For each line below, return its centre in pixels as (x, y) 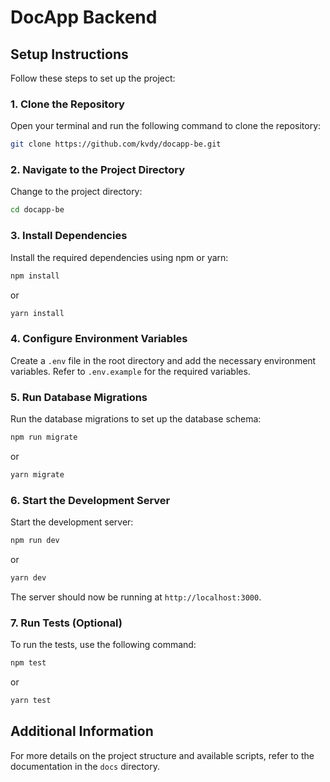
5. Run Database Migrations (79, 397)
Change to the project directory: (76, 192)
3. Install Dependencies (69, 236)
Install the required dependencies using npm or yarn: (119, 257)
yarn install (37, 313)
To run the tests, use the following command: (103, 645)
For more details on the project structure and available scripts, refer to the (162, 755)
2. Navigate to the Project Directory (98, 170)
